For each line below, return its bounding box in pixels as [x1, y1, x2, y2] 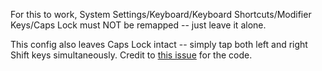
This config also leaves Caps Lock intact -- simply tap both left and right [10, 39, 308, 50]
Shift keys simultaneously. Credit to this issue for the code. [10, 49, 253, 61]
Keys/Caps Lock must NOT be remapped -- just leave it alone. [10, 19, 267, 31]
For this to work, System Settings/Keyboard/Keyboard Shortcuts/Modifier [10, 9, 312, 20]
